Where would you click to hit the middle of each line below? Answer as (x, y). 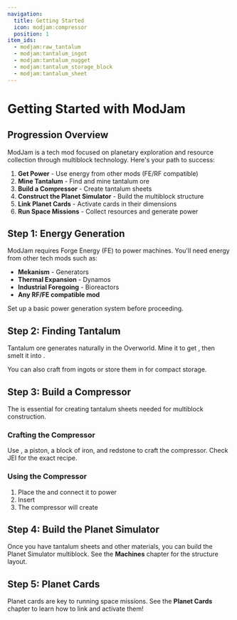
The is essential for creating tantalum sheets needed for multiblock (106, 409)
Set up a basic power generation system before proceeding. (95, 309)
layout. (17, 562)
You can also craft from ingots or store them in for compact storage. (107, 369)
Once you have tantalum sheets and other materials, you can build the (110, 547)
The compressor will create (58, 507)
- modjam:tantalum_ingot (51, 54)
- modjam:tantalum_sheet (51, 73)
